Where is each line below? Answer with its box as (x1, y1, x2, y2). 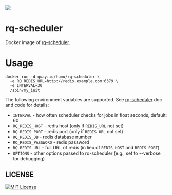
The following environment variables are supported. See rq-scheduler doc (5, 96, 162, 102)
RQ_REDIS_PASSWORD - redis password (12, 139, 89, 145)
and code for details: (5, 102, 49, 108)
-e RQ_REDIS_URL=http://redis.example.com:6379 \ (10, 78, 118, 84)
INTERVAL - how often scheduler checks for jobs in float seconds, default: (12, 112, 167, 118)
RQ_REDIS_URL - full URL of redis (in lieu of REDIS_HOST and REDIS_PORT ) (12, 144, 160, 150)
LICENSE (5, 170, 34, 179)
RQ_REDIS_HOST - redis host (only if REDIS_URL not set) (12, 123, 124, 129)
